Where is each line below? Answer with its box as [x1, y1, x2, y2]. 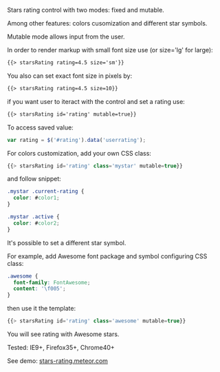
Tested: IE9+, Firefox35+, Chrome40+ [7, 344, 115, 351]
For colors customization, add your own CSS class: [7, 149, 151, 157]
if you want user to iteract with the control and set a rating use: [7, 97, 186, 105]
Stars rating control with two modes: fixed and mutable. [7, 6, 165, 14]
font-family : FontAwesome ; [13, 279, 91, 286]
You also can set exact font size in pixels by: [7, 72, 133, 80]
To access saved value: [7, 123, 74, 132]
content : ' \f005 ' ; [13, 285, 67, 292]
